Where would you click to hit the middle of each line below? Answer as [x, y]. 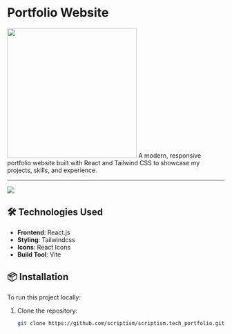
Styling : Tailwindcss [46, 239]
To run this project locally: [44, 297]
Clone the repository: [47, 310]
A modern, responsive [170, 155]
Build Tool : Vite [39, 254]
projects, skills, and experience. [52, 170]
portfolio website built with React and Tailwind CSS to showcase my [104, 163]
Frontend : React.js [43, 232]
